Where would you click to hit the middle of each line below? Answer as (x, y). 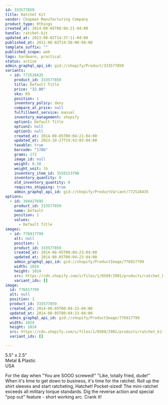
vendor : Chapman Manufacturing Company (47, 19)
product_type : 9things (29, 24)
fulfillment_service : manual (44, 113)
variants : (15, 71)
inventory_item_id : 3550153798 (47, 173)
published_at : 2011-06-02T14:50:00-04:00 (49, 43)
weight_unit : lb (31, 169)
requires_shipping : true (40, 187)
